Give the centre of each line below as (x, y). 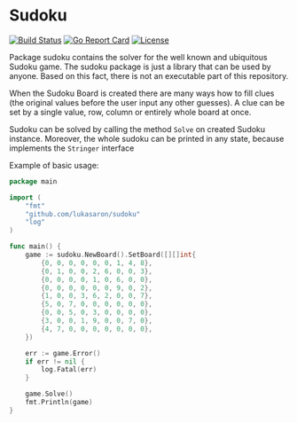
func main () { (35, 247)
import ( (25, 197)
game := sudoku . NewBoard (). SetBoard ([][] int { (111, 255)
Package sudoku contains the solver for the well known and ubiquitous (138, 57)
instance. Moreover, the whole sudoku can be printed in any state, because (147, 138)
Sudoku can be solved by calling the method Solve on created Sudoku (137, 129)
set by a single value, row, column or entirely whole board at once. (130, 112)
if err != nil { (55, 361)
